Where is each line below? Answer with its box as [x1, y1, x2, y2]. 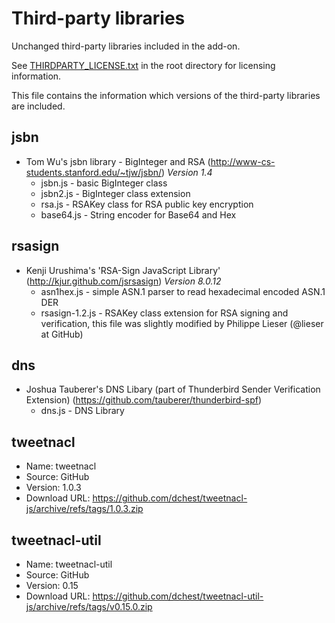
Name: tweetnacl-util [25, 558, 113, 570]
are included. [11, 100, 66, 112]
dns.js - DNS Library [40, 405, 125, 417]
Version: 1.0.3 [25, 482, 82, 494]
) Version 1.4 [161, 166, 213, 178]
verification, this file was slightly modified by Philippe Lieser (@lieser [40, 317, 324, 329]
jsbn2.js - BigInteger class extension [40, 187, 191, 199]
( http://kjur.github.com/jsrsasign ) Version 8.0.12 [25, 275, 222, 287]
